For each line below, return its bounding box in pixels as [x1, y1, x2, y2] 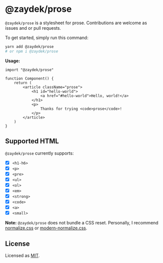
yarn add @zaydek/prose [5, 44, 54, 49]
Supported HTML [5, 137, 59, 145]
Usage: [5, 58, 21, 64]
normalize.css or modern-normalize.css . [5, 225, 88, 231]
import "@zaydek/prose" [5, 67, 54, 72]
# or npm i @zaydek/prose [5, 48, 58, 54]
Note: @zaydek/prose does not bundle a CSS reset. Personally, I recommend [5, 220, 159, 226]
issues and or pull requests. [5, 25, 62, 31]
